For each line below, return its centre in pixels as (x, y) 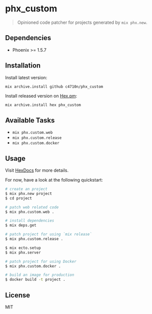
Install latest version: (26, 77)
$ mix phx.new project (29, 193)
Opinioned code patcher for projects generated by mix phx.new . (82, 22)
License (18, 295)
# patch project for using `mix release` (49, 234)
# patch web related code (32, 207)
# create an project (27, 189)
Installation (23, 66)
